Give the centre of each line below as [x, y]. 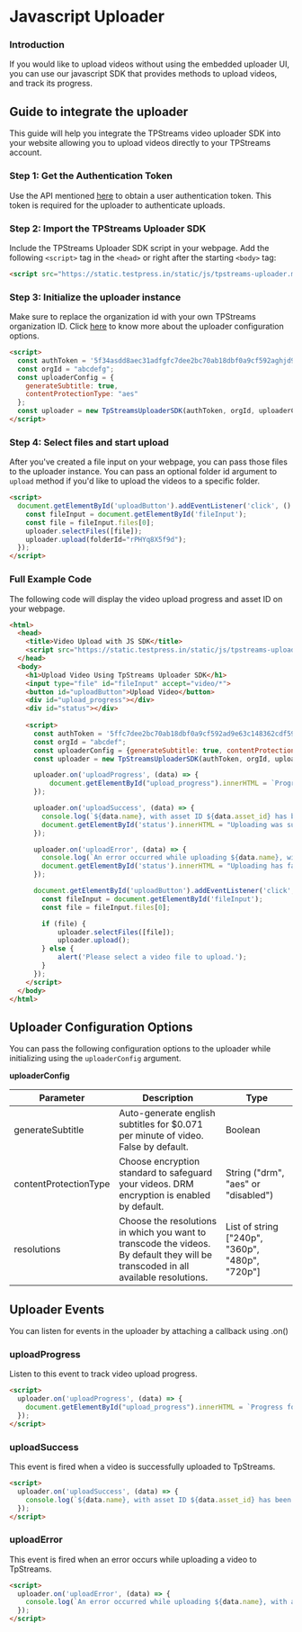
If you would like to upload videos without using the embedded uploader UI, [150, 64]
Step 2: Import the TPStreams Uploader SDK [108, 229]
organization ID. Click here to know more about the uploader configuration [147, 327]
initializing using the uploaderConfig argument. [95, 1059]
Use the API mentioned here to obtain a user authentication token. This [141, 195]
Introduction [37, 45]
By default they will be [165, 1255]
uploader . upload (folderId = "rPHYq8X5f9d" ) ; [106, 539]
